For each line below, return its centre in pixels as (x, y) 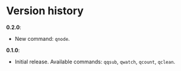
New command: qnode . (42, 38)
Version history (45, 11)
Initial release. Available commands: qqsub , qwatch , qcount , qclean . (95, 62)
